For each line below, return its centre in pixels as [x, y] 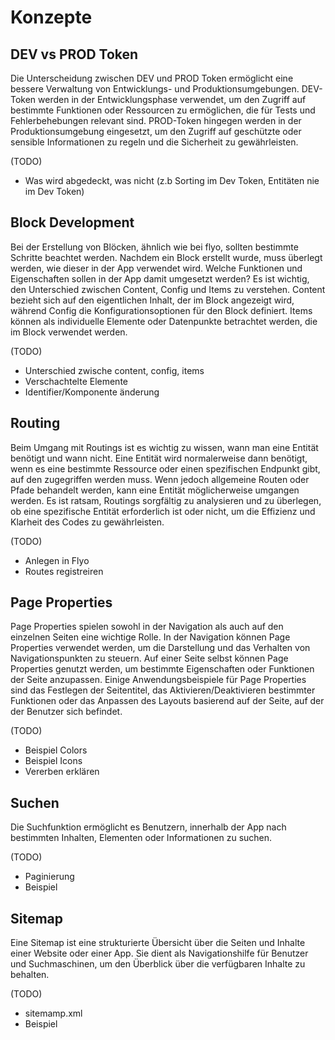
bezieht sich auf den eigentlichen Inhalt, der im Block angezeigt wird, [152, 300]
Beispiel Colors [56, 750]
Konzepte [51, 17]
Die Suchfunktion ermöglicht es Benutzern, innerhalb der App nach [148, 827]
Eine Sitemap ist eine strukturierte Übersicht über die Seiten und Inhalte [158, 943]
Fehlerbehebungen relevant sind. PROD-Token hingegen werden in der [156, 120]
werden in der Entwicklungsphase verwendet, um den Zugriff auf [172, 99]
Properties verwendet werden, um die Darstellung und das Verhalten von [160, 648]
